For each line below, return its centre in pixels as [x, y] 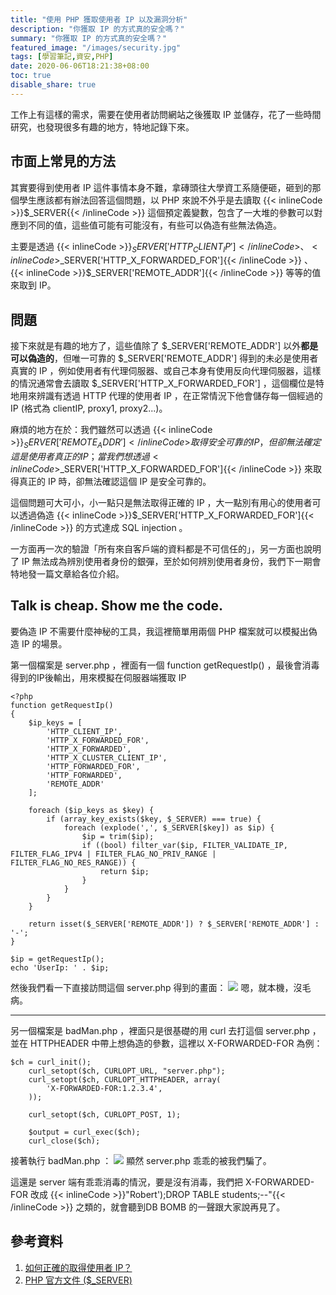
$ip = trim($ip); [118, 836]
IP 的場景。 [44, 643]
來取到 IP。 [33, 285]
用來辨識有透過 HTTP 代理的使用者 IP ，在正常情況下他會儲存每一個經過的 [170, 396]
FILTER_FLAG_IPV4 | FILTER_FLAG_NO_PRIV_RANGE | [113, 854]
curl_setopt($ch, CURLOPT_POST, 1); [105, 1114]
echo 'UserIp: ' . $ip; [60, 967]
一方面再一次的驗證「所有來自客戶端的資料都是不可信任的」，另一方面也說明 [166, 548]
